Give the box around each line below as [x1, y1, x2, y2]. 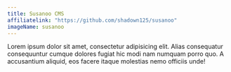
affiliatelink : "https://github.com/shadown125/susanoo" [7, 17, 178, 24]
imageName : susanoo [7, 23, 65, 30]
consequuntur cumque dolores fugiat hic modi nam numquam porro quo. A [7, 50, 225, 58]
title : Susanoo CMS [7, 10, 65, 17]
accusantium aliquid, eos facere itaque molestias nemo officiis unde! [7, 57, 206, 66]
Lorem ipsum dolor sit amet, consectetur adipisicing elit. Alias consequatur [7, 43, 223, 51]
